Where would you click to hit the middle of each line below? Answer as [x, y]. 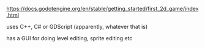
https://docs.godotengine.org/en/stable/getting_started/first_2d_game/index [102, 9]
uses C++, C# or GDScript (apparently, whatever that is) [77, 27]
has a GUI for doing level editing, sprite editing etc [69, 38]
